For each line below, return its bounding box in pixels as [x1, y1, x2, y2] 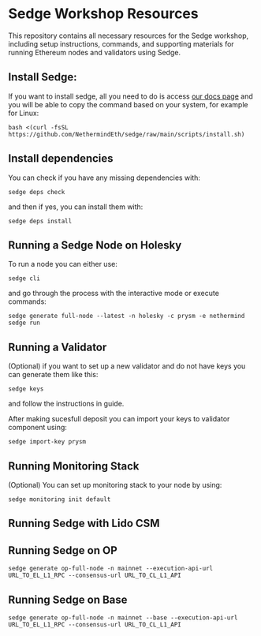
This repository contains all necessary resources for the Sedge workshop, [8, 31, 249, 40]
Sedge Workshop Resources [8, 5, 199, 23]
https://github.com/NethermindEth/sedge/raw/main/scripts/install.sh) [8, 130, 245, 138]
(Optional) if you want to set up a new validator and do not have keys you [8, 361, 246, 371]
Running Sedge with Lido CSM [8, 517, 160, 530]
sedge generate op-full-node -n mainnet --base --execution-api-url [8, 614, 238, 622]
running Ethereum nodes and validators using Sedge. [8, 47, 181, 57]
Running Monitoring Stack [8, 459, 140, 473]
